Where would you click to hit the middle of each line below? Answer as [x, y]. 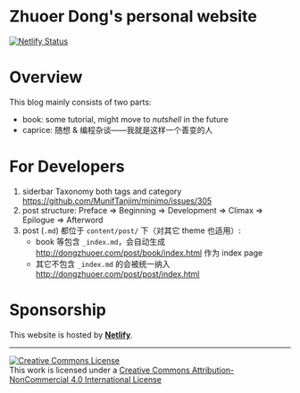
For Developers [67, 167]
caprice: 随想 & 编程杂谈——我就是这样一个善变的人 [117, 130]
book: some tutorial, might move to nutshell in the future [125, 119]
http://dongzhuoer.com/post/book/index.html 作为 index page [149, 253]
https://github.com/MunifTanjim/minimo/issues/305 [117, 201]
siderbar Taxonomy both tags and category [102, 191]
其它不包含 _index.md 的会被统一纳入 [103, 263]
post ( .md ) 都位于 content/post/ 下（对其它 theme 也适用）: [131, 230]
